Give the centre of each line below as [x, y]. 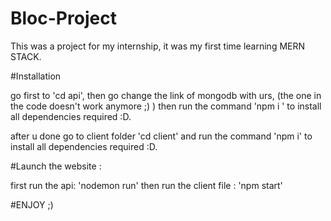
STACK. [26, 56]
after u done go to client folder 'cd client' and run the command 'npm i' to [161, 136]
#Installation [36, 76]
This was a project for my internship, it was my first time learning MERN [158, 46]
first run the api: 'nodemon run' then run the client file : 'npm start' [146, 185]
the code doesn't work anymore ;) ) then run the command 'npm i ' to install [166, 106]
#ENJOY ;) [32, 204]
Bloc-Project [63, 18]
